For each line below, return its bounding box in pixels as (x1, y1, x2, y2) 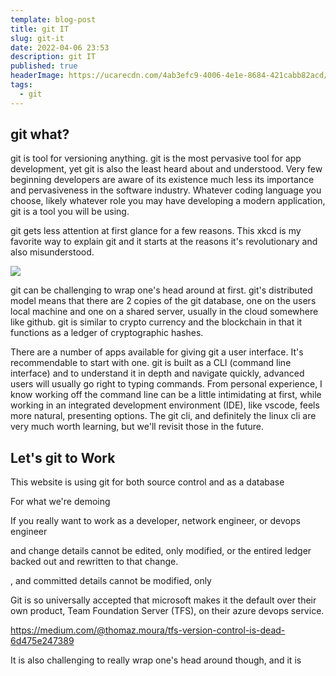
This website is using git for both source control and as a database (10, 476, 285, 488)
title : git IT (10, 24, 70, 34)
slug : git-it (10, 33, 65, 43)
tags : (10, 80, 33, 90)
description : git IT (10, 52, 97, 62)
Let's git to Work (10, 449, 116, 466)
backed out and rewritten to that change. (10, 556, 179, 568)
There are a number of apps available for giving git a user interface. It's (10, 346, 304, 358)
